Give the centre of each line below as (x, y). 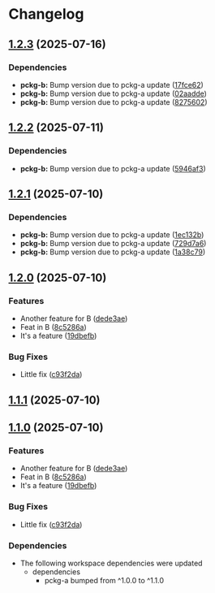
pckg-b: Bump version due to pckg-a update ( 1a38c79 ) (112, 252)
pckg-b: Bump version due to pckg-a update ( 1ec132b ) (112, 235)
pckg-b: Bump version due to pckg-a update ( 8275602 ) (114, 102)
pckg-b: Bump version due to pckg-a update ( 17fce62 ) (112, 84)
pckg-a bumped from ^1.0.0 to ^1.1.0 (104, 580)
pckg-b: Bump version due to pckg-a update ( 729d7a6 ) (113, 244)
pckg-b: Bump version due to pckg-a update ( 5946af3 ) (113, 168)
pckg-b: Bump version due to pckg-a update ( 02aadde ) (113, 93)
